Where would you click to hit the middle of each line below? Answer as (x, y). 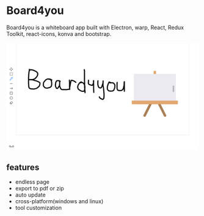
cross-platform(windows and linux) (59, 201)
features (23, 167)
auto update (30, 195)
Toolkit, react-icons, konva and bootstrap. (59, 33)
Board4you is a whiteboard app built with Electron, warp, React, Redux (95, 27)
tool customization (38, 208)
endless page (32, 182)
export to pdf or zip (39, 189)
